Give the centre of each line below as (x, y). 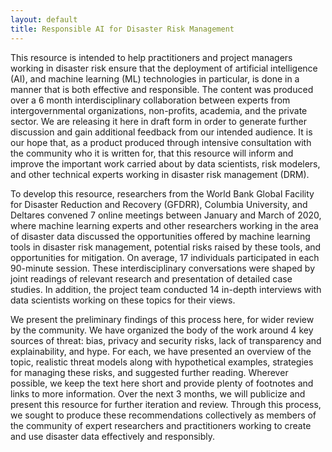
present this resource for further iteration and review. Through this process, (166, 404)
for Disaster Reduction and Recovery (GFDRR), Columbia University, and (159, 204)
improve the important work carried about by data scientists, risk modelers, (165, 163)
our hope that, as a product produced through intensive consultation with (161, 142)
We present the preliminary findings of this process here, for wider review (162, 319)
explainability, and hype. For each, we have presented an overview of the (161, 351)
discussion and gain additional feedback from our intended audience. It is (161, 132)
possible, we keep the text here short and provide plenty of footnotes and (162, 383)
